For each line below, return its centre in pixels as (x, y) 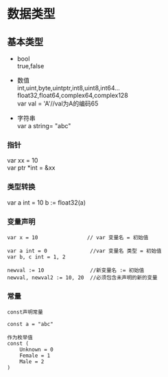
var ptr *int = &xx (31, 168)
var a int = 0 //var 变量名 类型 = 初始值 (84, 251)
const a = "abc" (30, 325)
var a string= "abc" (44, 126)
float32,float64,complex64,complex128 (72, 95)
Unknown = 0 (36, 350)
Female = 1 (35, 356)
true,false (31, 66)
